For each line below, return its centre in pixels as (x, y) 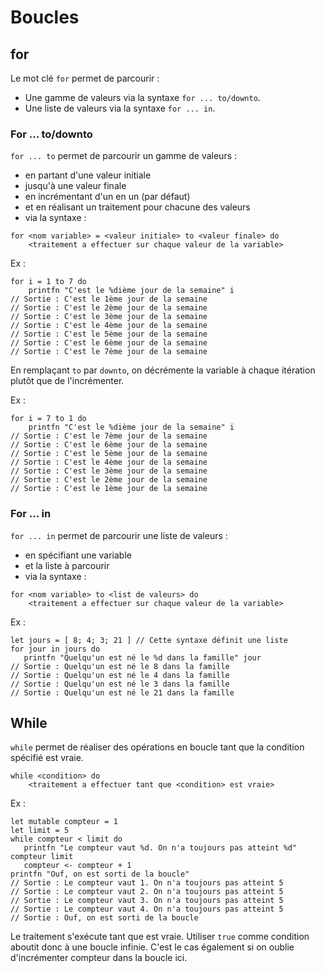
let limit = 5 (40, 831)
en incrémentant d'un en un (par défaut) (107, 197)
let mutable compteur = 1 (64, 822)
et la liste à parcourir (67, 565)
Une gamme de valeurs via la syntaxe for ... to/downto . (142, 97)
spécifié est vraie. (47, 758)
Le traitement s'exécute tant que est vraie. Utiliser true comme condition (160, 937)
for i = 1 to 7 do (48, 282)
